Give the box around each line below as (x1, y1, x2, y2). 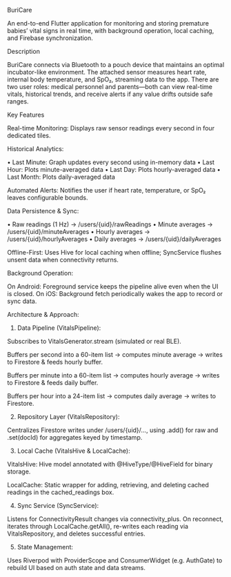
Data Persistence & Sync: (7, 207, 79, 215)
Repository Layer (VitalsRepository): (17, 413, 120, 420)
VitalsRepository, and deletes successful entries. (7, 529, 146, 538)
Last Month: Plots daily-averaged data (7, 173, 116, 181)
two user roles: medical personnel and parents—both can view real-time (7, 83, 212, 90)
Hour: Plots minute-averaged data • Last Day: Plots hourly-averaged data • (7, 166, 221, 173)
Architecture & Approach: (7, 311, 79, 318)
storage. (7, 467, 31, 476)
